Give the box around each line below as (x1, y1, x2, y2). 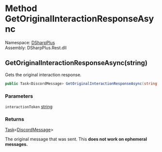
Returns (5, 116, 24, 122)
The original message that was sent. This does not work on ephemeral (5, 136, 147, 142)
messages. (5, 141, 28, 147)
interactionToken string (5, 103, 53, 109)
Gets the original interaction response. (5, 71, 81, 78)
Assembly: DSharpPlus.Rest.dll (5, 45, 67, 51)
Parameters (5, 93, 33, 100)
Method (5, 3, 37, 14)
